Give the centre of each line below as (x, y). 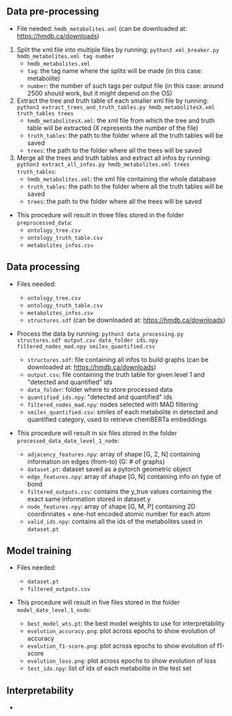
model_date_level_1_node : (54, 610)
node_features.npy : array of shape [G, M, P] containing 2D (111, 506)
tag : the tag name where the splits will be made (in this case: (115, 70)
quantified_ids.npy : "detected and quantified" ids (100, 397)
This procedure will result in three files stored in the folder (100, 215)
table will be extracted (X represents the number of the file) (113, 128)
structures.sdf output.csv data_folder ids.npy (87, 340)
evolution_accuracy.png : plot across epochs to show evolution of (121, 631)
